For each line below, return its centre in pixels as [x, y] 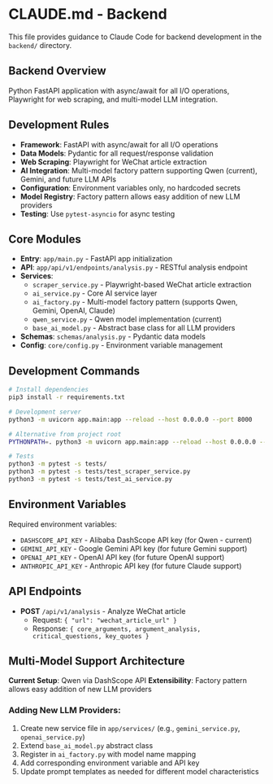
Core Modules [45, 239]
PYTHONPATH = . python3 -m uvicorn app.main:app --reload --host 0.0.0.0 [132, 442]
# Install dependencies [49, 390]
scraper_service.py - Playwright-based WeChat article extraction [142, 285]
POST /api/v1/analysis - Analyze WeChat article [103, 611]
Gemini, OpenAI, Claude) [74, 311]
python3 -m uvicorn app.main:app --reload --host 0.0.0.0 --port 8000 [130, 419]
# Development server [45, 412]
